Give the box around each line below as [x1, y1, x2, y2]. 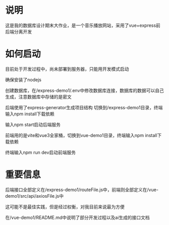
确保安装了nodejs [5, 76, 42, 82]
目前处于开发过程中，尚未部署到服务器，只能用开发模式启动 [5, 66, 129, 72]
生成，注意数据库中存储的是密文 [5, 94, 72, 100]
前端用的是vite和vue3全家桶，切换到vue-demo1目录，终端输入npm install [5, 132, 157, 138]
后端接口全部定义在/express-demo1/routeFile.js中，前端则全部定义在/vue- [5, 187, 159, 193]
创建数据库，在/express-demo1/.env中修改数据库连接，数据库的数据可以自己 [5, 87, 164, 94]
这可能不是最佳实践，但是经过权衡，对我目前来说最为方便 [5, 203, 125, 210]
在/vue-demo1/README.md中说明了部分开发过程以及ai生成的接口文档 [5, 214, 150, 220]
